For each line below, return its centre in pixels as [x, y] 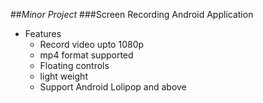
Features [43, 33]
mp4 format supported [86, 55]
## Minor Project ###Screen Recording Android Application [132, 14]
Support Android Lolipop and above [113, 87]
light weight [63, 76]
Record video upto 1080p [92, 44]
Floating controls [74, 65]
